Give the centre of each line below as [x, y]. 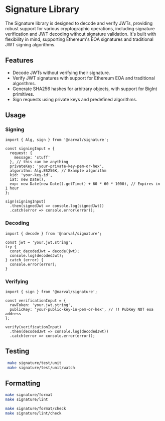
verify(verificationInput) [33, 327]
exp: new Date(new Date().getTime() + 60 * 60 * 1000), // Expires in [85, 184]
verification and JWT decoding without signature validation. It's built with [81, 34]
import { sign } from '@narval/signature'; [51, 292]
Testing [17, 351]
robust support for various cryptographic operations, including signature [80, 28]
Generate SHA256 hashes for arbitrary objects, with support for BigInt [85, 89]
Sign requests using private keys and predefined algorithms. [75, 99]
